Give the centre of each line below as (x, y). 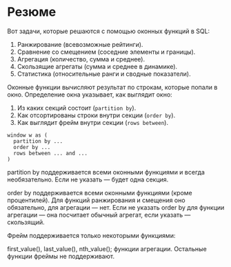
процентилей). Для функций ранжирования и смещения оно (96, 200)
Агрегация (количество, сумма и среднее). (81, 59)
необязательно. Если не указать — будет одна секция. (88, 179)
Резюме (32, 12)
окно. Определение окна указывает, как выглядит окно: (90, 95)
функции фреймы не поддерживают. (61, 256)
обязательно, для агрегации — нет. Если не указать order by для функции (116, 207)
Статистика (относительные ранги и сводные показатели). (104, 74)
